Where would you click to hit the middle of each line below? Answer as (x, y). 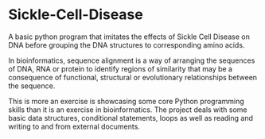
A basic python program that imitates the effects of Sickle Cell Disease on (129, 37)
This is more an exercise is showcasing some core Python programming (126, 101)
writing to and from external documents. (74, 126)
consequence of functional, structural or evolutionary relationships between (132, 77)
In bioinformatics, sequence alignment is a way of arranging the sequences (132, 60)
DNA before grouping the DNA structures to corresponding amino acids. (127, 44)
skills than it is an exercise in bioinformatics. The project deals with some (128, 110)
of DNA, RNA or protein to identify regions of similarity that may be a (121, 68)
